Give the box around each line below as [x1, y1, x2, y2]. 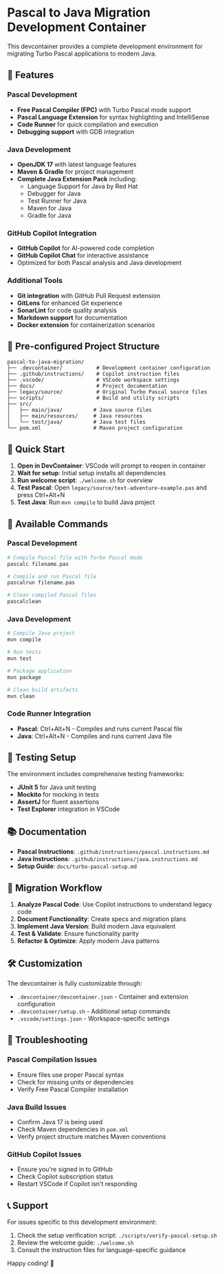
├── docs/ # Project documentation [7, 383, 168, 389]
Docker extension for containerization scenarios [16, 321, 155, 329]
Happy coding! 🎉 [7, 1259, 55, 1268]
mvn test [7, 655, 32, 662]
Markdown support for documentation [16, 313, 128, 321]
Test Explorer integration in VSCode [16, 805, 120, 813]
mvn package [7, 674, 41, 681]
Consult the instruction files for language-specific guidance [16, 1246, 186, 1254]
